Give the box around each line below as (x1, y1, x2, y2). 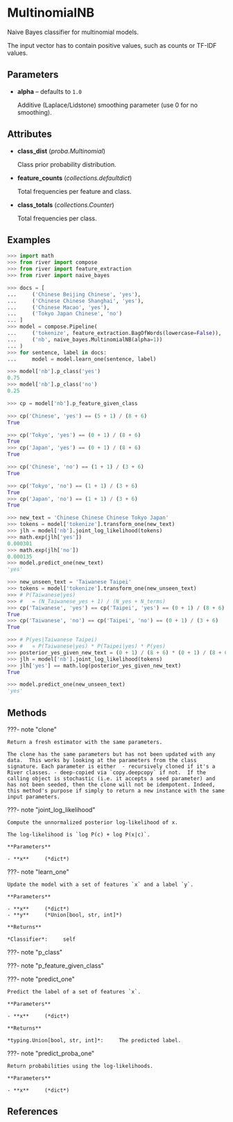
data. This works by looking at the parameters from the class (7, 757, 197, 764)
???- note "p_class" (7, 948, 63, 956)
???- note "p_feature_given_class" (7, 961, 104, 970)
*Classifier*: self (7, 936, 76, 943)
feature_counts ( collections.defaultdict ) (17, 174, 132, 182)
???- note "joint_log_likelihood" (7, 805, 96, 814)
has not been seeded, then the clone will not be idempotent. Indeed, (7, 781, 216, 788)
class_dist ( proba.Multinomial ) (17, 147, 106, 155)
